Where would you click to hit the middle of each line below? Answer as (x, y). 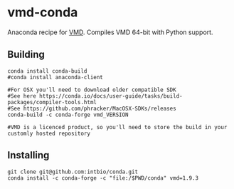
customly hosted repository (49, 133)
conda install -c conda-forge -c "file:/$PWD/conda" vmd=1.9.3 (103, 178)
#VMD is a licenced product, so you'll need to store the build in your (117, 127)
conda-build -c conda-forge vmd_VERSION (68, 115)
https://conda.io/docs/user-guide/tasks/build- (111, 96)
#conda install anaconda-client (55, 77)
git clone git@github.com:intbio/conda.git (73, 172)
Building (26, 55)
